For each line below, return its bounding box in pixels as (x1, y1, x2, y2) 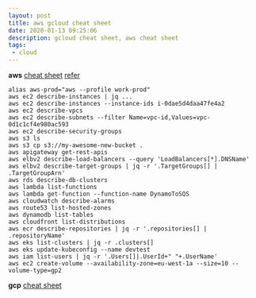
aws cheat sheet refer (8, 71, 81, 79)
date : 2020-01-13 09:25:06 (8, 26, 97, 34)
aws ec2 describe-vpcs (8, 106, 83, 114)
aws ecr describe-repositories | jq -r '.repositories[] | (8, 225, 208, 233)
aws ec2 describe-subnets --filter (8, 114, 126, 122)
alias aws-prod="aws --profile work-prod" (8, 86, 151, 94)
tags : (8, 41, 26, 49)
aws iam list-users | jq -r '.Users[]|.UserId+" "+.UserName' (8, 253, 218, 261)
